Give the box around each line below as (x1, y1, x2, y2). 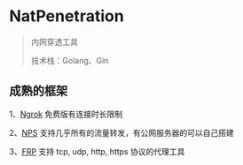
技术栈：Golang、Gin (30, 55, 109, 65)
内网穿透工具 (30, 36, 78, 47)
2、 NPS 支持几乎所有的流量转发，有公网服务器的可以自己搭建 (9, 127, 234, 138)
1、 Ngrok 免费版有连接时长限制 (9, 109, 122, 119)
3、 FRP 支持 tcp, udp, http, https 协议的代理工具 (9, 146, 185, 156)
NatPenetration (9, 6, 124, 26)
